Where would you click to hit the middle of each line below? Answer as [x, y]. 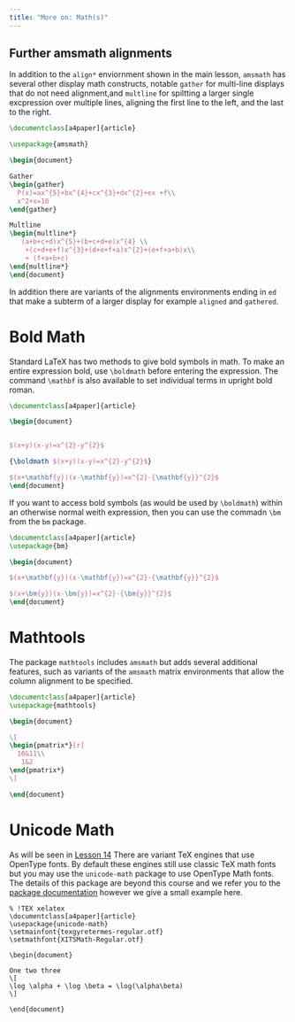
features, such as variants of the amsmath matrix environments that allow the [147, 671]
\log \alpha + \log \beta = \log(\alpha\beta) [96, 986]
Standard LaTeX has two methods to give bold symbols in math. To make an [147, 361]
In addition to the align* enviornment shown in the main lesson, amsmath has [147, 74]
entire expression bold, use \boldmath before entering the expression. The [144, 371]
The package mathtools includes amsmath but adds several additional [133, 662]
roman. [22, 390]
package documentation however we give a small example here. [126, 892]
